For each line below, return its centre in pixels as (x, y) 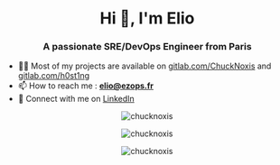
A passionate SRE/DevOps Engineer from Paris (147, 47)
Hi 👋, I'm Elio (147, 18)
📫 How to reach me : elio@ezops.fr (86, 86)
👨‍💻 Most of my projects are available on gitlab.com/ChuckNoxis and (145, 66)
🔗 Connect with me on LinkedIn (76, 99)
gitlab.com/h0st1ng (54, 76)
